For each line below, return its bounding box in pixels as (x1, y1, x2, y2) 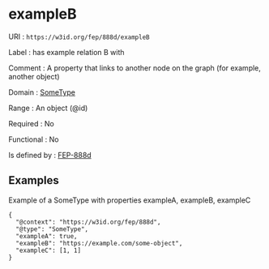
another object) (8, 71, 60, 81)
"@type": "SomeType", (15, 224, 89, 233)
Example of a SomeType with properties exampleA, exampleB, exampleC (8, 195, 251, 205)
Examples (8, 173, 59, 187)
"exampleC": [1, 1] (15, 246, 82, 254)
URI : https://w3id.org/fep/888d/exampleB (8, 32, 150, 41)
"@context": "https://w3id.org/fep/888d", (15, 218, 161, 226)
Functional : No (8, 134, 59, 144)
